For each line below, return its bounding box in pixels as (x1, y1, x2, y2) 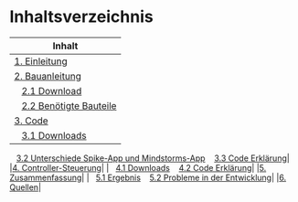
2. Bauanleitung (14, 69, 82, 82)
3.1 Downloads (21, 129, 87, 142)
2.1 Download (21, 84, 82, 97)
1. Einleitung (14, 55, 68, 68)
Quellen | (9, 181, 42, 193)
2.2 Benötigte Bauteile (21, 99, 117, 112)
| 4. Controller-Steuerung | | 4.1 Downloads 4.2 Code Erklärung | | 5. (9, 162, 267, 173)
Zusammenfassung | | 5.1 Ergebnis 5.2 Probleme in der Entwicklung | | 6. (9, 172, 286, 183)
